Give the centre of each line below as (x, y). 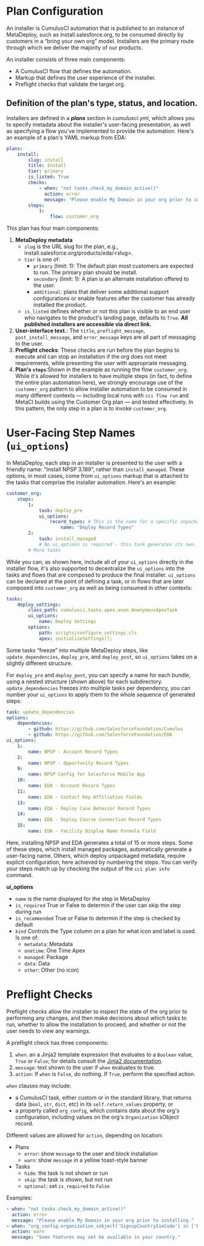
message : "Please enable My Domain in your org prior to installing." (103, 1220)
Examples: (19, 1198)
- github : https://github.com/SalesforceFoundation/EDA (100, 735)
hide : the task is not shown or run (66, 1173)
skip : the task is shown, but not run (68, 1179)
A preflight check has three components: (57, 1042)
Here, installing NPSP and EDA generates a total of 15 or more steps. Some (100, 842)
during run (28, 911)
